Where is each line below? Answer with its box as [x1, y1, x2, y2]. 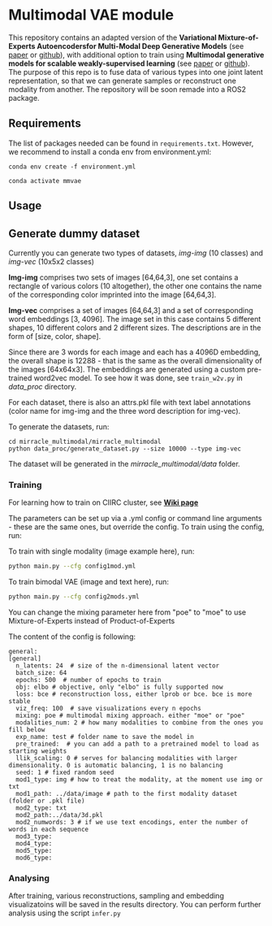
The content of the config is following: [8, 632, 136, 641]
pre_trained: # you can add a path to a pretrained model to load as [15, 740, 260, 748]
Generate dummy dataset [8, 226, 140, 241]
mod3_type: [15, 833, 53, 841]
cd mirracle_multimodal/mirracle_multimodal [8, 437, 162, 446]
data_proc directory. [8, 381, 77, 391]
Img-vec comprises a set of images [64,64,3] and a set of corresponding [8, 305, 253, 315]
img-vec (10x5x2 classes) [8, 256, 95, 266]
